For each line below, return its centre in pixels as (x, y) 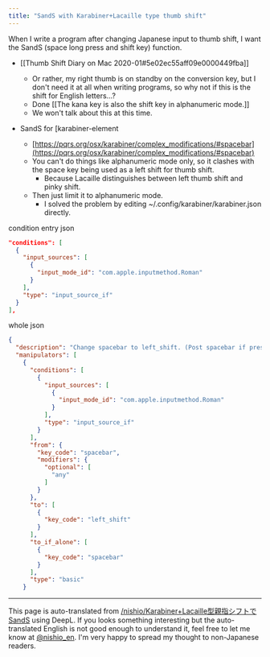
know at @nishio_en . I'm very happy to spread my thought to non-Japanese (134, 638)
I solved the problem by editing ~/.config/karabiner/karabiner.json (153, 204)
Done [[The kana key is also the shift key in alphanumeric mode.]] (141, 104)
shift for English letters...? (74, 95)
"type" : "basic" (57, 580)
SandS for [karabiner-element (69, 128)
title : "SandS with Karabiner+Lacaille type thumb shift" (107, 16)
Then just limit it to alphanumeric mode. (97, 195)
